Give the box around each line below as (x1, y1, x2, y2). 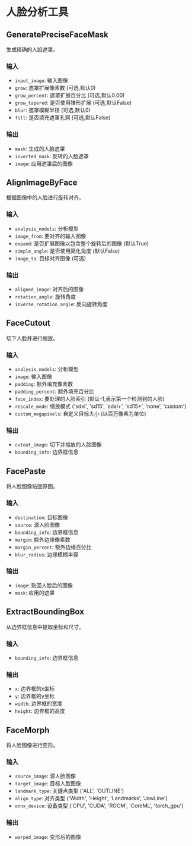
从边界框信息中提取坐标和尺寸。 (6, 623, 84, 630)
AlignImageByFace (6, 177, 78, 187)
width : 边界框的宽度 (14, 700, 63, 707)
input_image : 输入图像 (14, 77, 68, 84)
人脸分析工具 (6, 5, 69, 19)
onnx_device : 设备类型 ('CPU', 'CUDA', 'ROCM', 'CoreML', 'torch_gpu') (14, 802, 184, 809)
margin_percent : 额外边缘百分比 (14, 543, 92, 551)
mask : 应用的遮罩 (14, 589, 55, 596)
